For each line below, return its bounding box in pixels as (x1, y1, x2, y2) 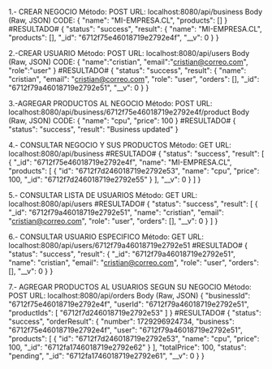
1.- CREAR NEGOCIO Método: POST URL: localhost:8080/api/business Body (8, 7, 263, 16)
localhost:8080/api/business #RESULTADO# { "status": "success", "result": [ (8, 149, 265, 158)
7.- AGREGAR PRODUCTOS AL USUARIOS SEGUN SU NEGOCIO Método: (8, 282, 252, 291)
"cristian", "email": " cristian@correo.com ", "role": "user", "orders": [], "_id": (8, 75, 260, 84)
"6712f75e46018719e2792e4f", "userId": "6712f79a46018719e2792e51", (8, 299, 249, 309)
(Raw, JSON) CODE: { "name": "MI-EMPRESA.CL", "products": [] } (8, 15, 228, 25)
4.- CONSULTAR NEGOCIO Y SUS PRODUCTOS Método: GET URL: (8, 140, 231, 149)
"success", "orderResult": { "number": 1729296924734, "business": (8, 316, 235, 326)
